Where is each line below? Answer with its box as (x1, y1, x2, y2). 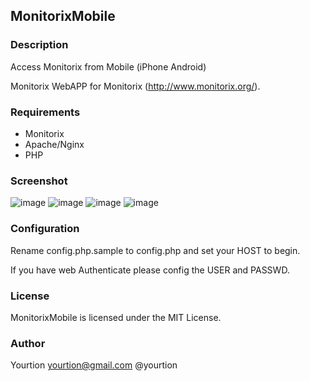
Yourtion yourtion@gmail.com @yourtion (10, 359, 178, 371)
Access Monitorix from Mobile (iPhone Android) (10, 60, 207, 73)
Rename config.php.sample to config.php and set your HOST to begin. (10, 244, 301, 256)
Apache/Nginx (24, 138, 85, 150)
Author (10, 336, 46, 350)
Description (10, 38, 69, 52)
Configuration (10, 222, 80, 236)
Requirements (10, 105, 81, 119)
